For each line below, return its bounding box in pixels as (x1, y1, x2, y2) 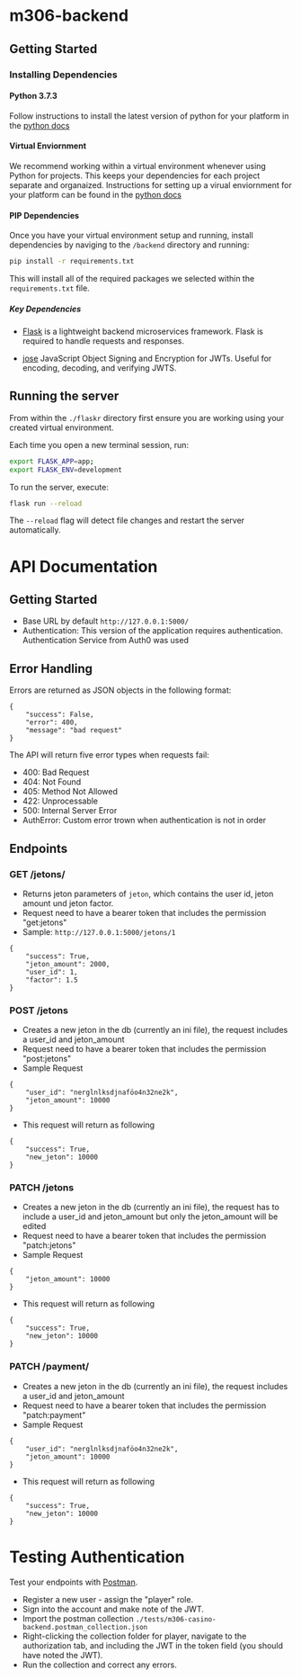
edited (22, 1221, 47, 1232)
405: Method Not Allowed (22, 786, 119, 797)
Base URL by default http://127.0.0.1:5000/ (22, 615, 190, 626)
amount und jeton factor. (22, 897, 114, 909)
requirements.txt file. (9, 283, 90, 293)
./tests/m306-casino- (135, 1614, 217, 1624)
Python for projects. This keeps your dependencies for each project (9, 170, 261, 181)
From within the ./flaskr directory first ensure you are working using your (9, 412, 285, 423)
